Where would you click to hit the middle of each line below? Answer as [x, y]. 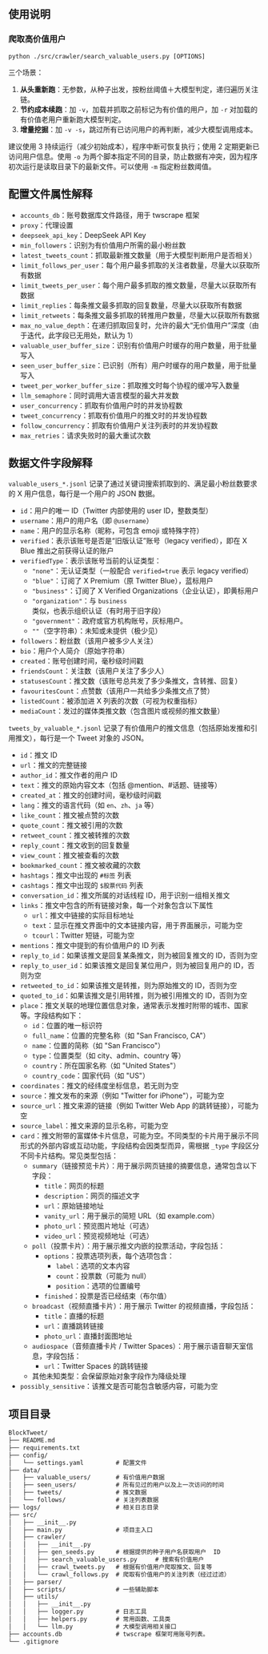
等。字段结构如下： [52, 1015]
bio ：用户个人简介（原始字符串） [74, 651]
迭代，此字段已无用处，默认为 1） [82, 335]
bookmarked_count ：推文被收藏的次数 [80, 865]
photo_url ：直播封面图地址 [88, 1336]
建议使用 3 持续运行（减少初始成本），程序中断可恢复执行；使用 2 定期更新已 [134, 146]
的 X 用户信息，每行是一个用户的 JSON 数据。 [84, 494]
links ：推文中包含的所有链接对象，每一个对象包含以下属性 [116, 906]
